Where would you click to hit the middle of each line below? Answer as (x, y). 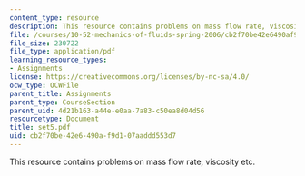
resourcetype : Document (54, 119)
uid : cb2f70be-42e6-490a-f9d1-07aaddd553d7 (93, 136)
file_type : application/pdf (63, 52)
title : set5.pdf (40, 128)
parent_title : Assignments (60, 93)
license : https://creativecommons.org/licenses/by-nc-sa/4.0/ (129, 77)
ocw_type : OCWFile (44, 85)
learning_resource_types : (58, 60)
